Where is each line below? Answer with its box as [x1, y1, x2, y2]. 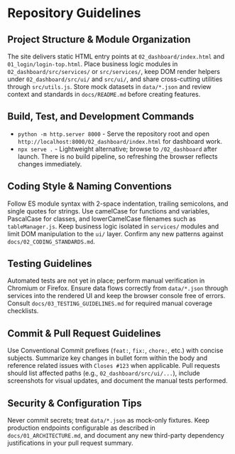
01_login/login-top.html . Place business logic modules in [7, 60, 178, 68]
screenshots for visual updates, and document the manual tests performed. [7, 376, 229, 385]
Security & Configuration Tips [7, 397, 142, 409]
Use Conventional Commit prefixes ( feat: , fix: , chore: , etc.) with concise [7, 347, 224, 355]
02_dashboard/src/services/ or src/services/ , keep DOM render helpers [7, 68, 220, 75]
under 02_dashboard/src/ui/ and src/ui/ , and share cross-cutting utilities [7, 75, 223, 83]
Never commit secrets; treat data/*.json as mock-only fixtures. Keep [7, 416, 209, 425]
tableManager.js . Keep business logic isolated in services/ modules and [7, 222, 219, 231]
